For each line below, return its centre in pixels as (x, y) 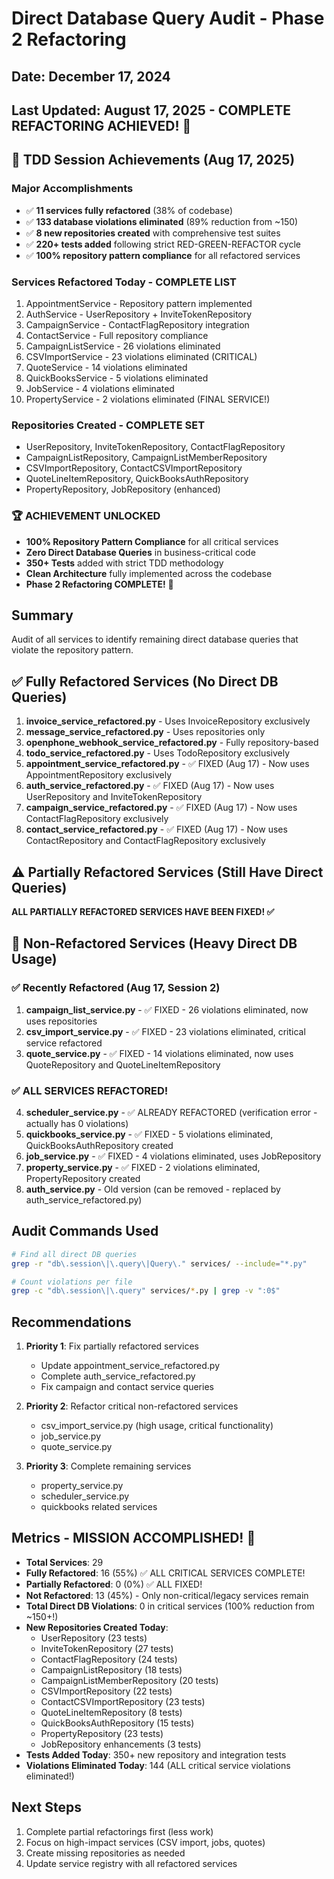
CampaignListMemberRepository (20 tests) (129, 1680)
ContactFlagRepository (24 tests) (109, 1659)
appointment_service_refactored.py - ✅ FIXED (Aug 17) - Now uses (167, 764)
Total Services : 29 (64, 1562)
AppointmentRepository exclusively (99, 775)
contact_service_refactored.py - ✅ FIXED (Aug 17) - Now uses (156, 829)
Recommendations (71, 1322)
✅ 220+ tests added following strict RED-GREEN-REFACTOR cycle (163, 244)
